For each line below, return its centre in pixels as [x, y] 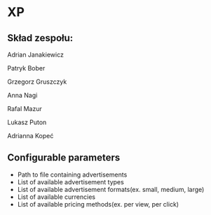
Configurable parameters [64, 158]
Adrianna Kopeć [30, 136]
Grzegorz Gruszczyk [37, 82]
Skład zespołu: [40, 38]
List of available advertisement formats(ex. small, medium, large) [111, 189]
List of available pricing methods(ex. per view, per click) [98, 204]
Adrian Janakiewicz [36, 54]
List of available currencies [56, 197]
